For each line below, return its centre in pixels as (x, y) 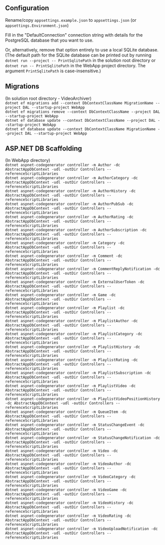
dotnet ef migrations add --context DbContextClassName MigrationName (79, 103)
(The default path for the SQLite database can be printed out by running (78, 55)
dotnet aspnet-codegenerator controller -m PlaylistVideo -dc (70, 386)
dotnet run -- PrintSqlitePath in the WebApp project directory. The (75, 65)
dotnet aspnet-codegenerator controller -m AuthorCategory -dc (72, 178)
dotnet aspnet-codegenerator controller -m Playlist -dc (65, 308)
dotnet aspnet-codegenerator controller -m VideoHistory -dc (69, 503)
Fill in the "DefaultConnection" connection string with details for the (74, 35)
